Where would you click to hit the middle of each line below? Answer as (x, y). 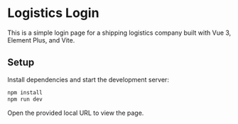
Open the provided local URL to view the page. (76, 113)
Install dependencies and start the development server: (88, 79)
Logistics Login (53, 13)
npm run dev (25, 99)
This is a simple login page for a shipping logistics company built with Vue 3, (119, 33)
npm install (25, 92)
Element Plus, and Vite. (41, 40)
